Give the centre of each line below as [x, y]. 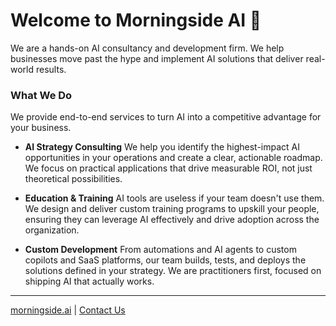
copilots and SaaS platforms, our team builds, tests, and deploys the [165, 260]
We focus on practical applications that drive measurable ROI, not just [168, 168]
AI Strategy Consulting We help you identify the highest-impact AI [162, 147]
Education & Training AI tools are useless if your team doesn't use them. [174, 198]
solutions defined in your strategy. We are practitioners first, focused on [173, 271]
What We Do [41, 95]
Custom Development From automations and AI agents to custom [160, 250]
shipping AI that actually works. [89, 281]
